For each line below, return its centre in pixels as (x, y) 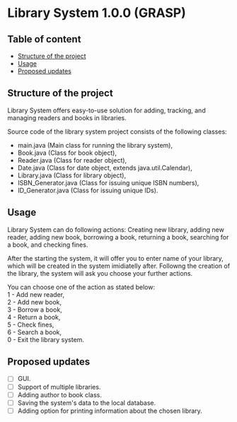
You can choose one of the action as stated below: (81, 287)
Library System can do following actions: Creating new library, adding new (116, 229)
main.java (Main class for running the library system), (95, 145)
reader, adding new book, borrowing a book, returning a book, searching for (118, 237)
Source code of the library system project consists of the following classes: (117, 131)
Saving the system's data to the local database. (87, 403)
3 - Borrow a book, (35, 310)
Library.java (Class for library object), (71, 175)
